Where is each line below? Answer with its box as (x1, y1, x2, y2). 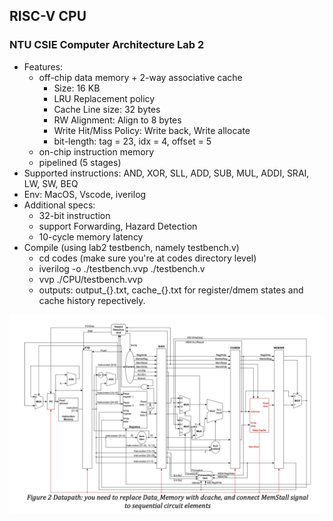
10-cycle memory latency (38, 230, 144, 243)
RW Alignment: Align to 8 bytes (53, 114, 182, 126)
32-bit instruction (38, 209, 111, 221)
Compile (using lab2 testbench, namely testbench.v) (23, 241, 240, 253)
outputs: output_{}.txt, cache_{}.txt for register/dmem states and (38, 284, 304, 296)
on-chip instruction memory (38, 145, 155, 158)
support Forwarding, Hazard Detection (38, 220, 198, 232)
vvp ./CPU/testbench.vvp (38, 273, 143, 285)
